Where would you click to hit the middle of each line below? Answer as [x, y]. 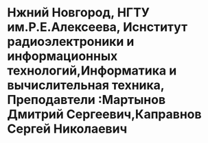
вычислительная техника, [86, 85]
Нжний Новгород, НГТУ [78, 13]
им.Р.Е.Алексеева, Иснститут [97, 27]
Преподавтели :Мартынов [86, 100]
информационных [62, 56]
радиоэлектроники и [71, 42]
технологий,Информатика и [92, 71]
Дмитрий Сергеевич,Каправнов [104, 115]
